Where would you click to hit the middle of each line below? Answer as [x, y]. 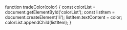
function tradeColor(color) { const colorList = [51, 7]
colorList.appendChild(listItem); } [38, 22]
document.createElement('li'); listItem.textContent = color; [63, 17]
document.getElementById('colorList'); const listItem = [60, 12]
